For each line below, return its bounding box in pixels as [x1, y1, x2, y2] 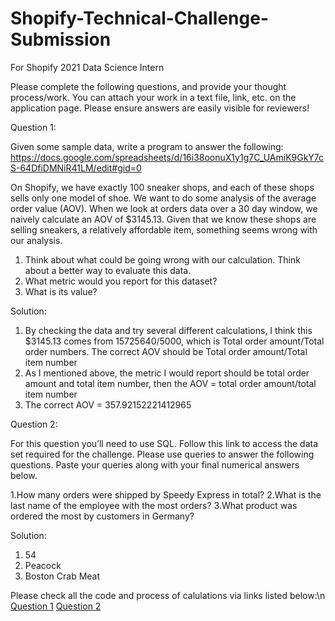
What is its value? [24, 285, 98, 297]
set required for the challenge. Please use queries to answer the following [10, 448, 315, 460]
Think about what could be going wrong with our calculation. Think [24, 253, 301, 266]
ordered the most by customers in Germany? [10, 510, 195, 522]
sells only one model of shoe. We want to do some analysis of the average [10, 192, 317, 204]
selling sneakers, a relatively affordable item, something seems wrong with [10, 223, 318, 236]
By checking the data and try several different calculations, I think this [24, 324, 313, 336]
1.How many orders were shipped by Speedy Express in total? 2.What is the [10, 488, 322, 501]
